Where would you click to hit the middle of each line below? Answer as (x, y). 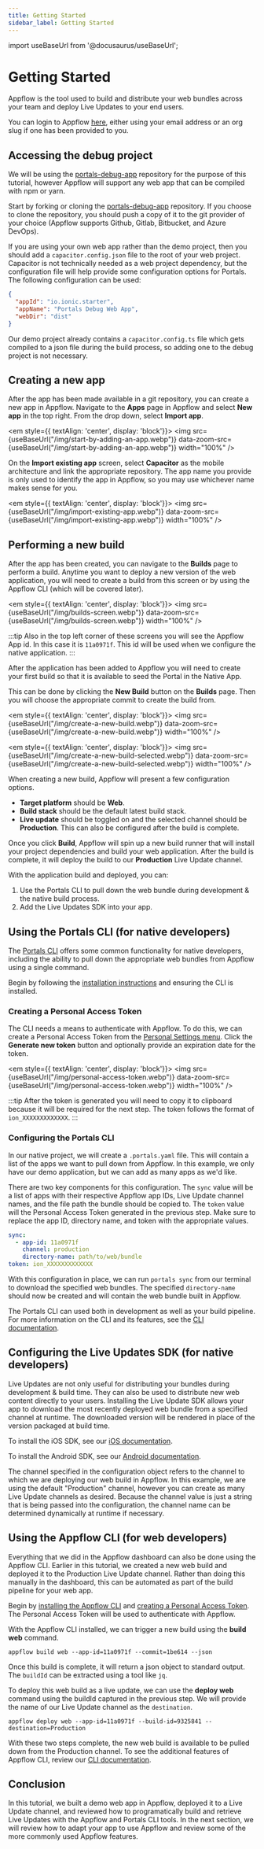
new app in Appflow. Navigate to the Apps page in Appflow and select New (130, 408)
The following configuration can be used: (75, 280)
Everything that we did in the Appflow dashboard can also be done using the (132, 1557)
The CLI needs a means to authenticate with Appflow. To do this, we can (125, 1028)
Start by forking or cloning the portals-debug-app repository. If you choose (130, 206)
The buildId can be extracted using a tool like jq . (88, 1675)
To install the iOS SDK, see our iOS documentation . (90, 1441)
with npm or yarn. (37, 191)
